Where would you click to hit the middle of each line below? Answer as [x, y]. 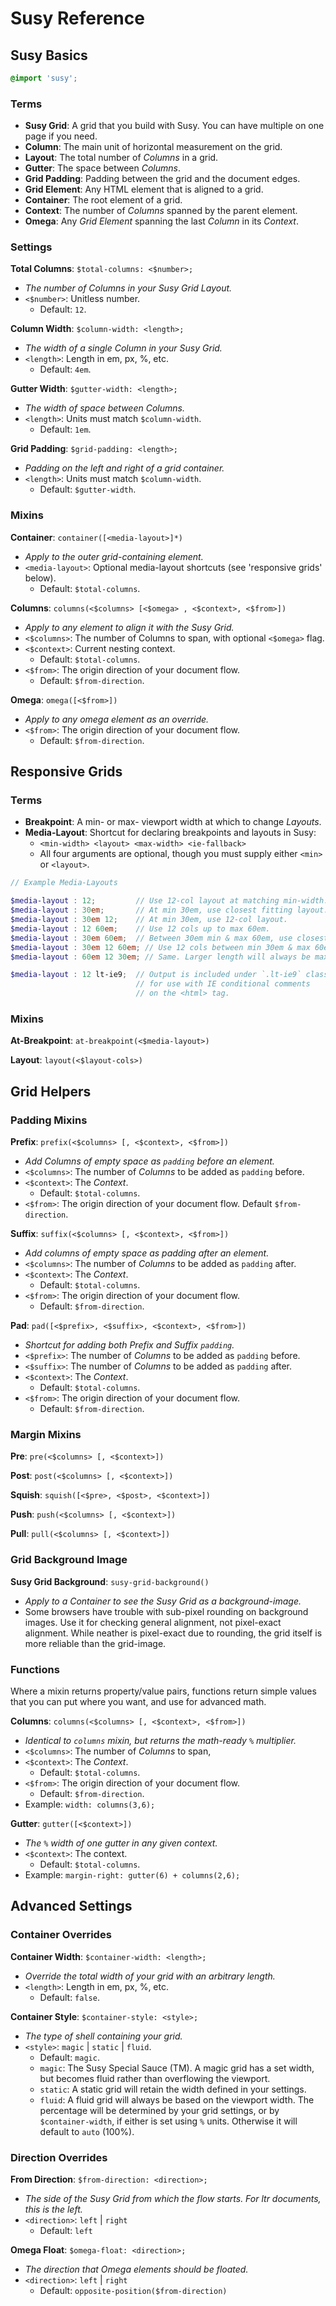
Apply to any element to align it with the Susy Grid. [129, 627]
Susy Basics [49, 55]
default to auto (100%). [87, 2131]
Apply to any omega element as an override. [117, 719]
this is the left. [53, 2209]
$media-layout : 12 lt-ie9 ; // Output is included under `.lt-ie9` [156, 975]
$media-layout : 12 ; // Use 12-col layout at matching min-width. [169, 901]
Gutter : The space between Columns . [103, 168]
